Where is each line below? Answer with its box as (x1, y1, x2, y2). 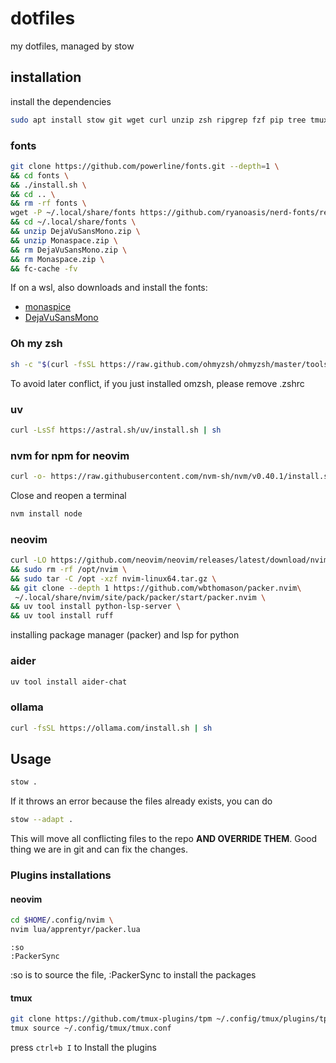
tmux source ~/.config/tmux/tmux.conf (10, 1023, 172, 1034)
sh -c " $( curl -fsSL (10, 359, 97, 369)
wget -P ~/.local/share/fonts (10, 208, 137, 218)
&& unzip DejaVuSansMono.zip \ (10, 227, 141, 237)
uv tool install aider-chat (10, 677, 128, 687)
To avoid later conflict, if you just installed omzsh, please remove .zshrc (10, 377, 305, 389)
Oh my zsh (10, 337, 63, 351)
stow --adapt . (10, 815, 74, 825)
